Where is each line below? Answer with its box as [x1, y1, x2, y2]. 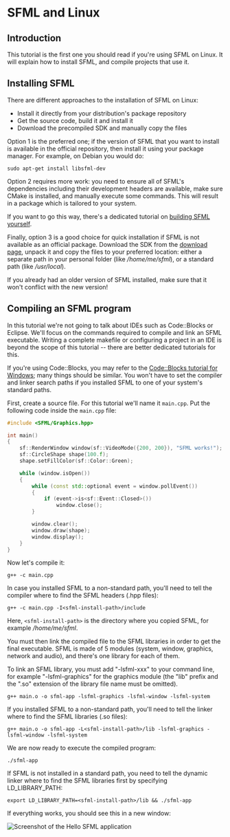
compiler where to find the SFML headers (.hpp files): [7, 591, 159, 600]
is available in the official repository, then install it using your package [7, 144, 204, 153]
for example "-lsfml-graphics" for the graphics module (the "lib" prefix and [7, 673, 218, 681]
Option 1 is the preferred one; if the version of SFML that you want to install [7, 137, 220, 145]
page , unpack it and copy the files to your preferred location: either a [7, 248, 203, 256]
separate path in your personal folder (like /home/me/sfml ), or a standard [7, 254, 214, 263]
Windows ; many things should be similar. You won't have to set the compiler [7, 371, 223, 379]
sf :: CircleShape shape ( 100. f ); [19, 451, 109, 458]
